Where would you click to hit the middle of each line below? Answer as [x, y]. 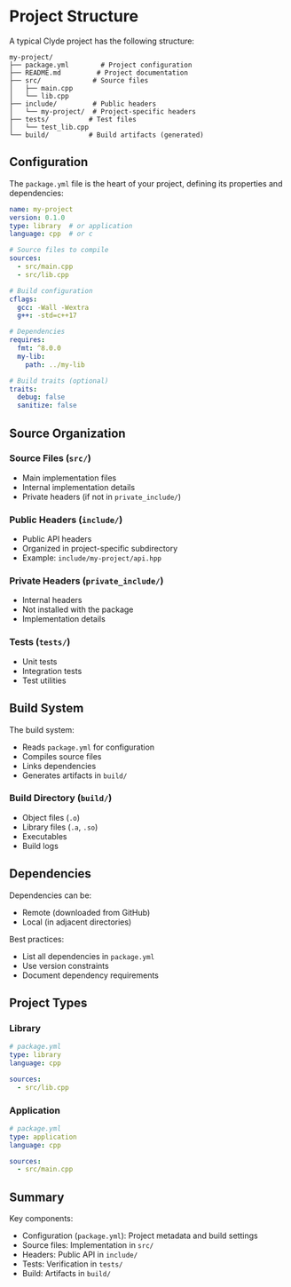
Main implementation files [69, 478]
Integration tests [52, 671]
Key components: [41, 1219]
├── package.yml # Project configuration [101, 65]
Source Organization [67, 433]
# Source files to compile [59, 250]
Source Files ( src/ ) [50, 458]
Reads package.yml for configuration [88, 747]
